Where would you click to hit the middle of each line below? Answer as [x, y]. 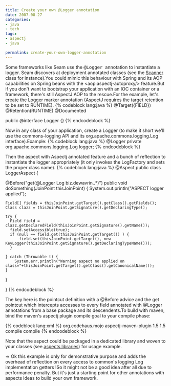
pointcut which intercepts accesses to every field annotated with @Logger [84, 305]
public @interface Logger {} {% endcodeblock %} [58, 120]
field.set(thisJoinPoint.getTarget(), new [65, 239]
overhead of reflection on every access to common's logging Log [74, 361]
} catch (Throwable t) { [32, 257]
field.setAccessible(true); [40, 230]
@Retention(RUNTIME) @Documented [46, 110]
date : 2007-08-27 [24, 15]
